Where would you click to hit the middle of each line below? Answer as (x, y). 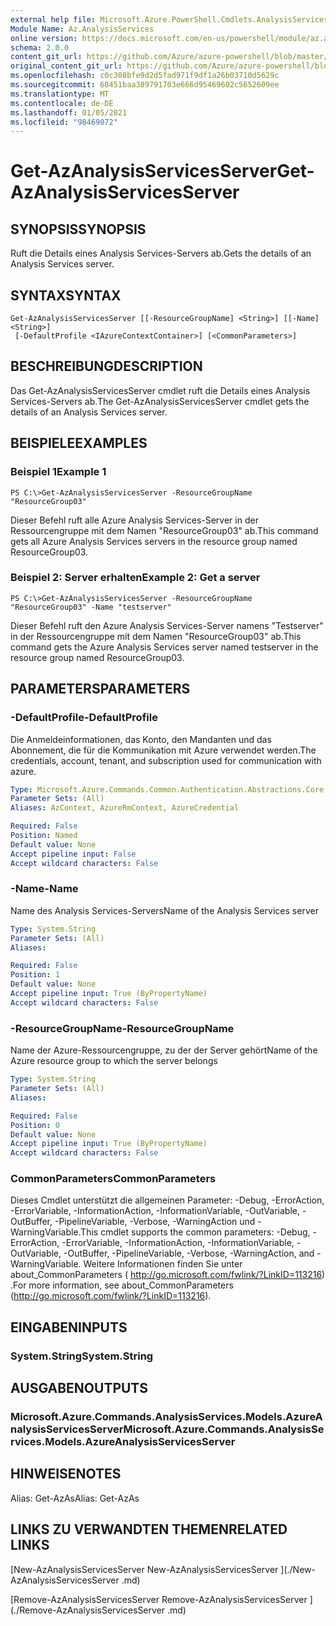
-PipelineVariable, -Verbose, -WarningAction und (155, 1222)
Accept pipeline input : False (73, 854)
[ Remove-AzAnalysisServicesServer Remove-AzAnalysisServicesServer (159, 1599)
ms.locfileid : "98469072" (64, 122)
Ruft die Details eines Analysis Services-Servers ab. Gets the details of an (161, 253)
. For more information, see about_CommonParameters (122, 1285)
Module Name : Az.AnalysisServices (82, 29)
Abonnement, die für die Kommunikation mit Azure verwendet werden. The (163, 750)
